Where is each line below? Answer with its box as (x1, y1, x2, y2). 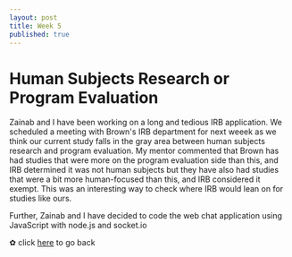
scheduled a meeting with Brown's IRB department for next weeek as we (9, 126, 277, 137)
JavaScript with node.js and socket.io (9, 220, 147, 231)
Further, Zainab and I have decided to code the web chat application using (9, 210, 283, 221)
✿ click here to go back (9, 237, 96, 248)
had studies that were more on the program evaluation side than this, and (9, 155, 279, 166)
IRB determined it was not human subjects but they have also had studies (9, 165, 279, 176)
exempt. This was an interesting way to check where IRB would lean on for (9, 184, 284, 194)
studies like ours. (9, 193, 72, 204)
